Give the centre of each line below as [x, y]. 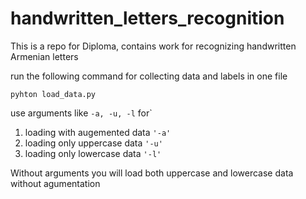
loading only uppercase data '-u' [93, 143]
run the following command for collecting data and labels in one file [149, 76]
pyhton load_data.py [53, 94]
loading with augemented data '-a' [98, 132]
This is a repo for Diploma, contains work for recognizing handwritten [153, 46]
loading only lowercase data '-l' [93, 153]
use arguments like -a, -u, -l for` [81, 113]
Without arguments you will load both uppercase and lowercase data [152, 173]
